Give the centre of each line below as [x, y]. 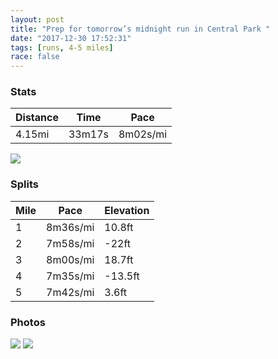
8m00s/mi [70, 259]
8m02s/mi [143, 134]
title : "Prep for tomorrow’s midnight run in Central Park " [140, 29]
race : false [35, 57]
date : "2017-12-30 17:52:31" [71, 38]
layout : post [37, 19]
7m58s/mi [70, 243]
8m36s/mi [70, 227]
